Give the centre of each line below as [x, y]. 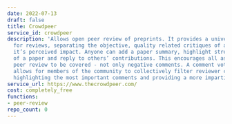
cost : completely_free [40, 90]
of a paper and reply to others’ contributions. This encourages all [115, 59]
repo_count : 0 [28, 110]
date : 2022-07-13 [32, 13]
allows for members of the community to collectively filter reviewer [117, 71]
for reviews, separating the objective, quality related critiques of [117, 45]
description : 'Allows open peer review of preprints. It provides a [108, 39]
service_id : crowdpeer [40, 33]
